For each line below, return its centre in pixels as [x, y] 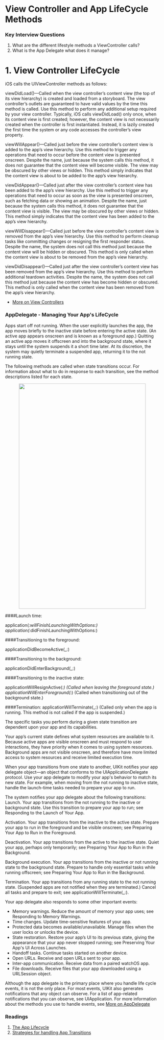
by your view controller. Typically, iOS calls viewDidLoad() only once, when [81, 114]
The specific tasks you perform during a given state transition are [71, 722]
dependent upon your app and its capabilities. [51, 727]
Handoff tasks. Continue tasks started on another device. [70, 953]
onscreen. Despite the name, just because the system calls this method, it [80, 160]
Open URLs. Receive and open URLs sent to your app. [67, 958]
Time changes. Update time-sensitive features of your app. [72, 922]
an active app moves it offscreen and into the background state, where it [78, 341]
